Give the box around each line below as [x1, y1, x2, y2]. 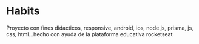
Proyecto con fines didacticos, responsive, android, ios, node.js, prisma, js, [6, 24, 194, 31]
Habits [6, 4, 41, 18]
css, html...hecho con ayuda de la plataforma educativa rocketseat [6, 30, 173, 37]
